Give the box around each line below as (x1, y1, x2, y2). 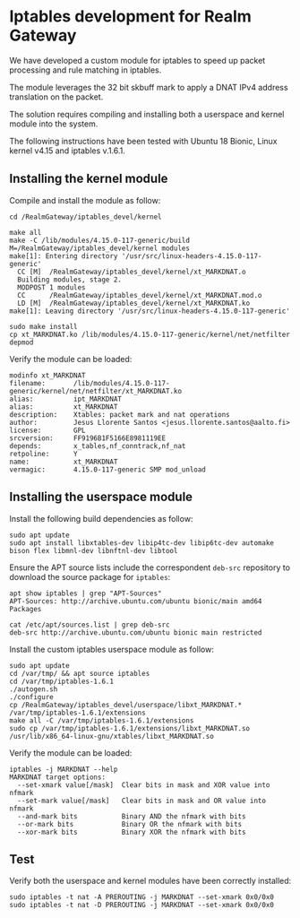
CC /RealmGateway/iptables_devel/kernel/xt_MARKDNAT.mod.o (17, 290, 262, 299)
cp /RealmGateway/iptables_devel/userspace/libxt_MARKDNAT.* (9, 700, 243, 709)
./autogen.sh (9, 684, 58, 694)
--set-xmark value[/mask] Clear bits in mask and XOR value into (17, 780, 270, 790)
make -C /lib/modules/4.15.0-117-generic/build (9, 236, 191, 245)
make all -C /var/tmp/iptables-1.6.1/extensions (9, 715, 194, 725)
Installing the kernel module (9, 171, 168, 186)
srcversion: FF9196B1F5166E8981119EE (9, 433, 167, 443)
